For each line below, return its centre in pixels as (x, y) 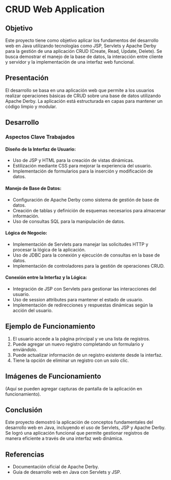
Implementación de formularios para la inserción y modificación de (83, 171)
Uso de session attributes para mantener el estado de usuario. (78, 299)
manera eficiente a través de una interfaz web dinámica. (64, 438)
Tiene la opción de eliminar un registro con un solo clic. (70, 360)
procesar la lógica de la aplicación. (49, 249)
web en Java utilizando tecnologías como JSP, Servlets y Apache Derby (81, 46)
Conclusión (24, 410)
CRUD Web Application (55, 9)
